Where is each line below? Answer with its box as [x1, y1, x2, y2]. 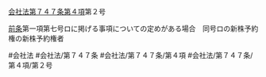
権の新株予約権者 [8, 34, 64, 43]
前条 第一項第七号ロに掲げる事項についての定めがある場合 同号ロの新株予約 [8, 24, 259, 33]
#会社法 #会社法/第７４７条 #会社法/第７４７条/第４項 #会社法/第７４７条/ [8, 51, 253, 60]
